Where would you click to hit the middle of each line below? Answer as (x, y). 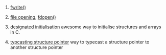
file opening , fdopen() (33, 17)
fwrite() (18, 7)
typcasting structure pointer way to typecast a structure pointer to (80, 42)
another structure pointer (37, 47)
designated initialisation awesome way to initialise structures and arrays (86, 27)
